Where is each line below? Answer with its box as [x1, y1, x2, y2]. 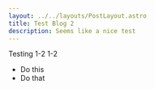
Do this [19, 65, 45, 74]
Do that [19, 74, 45, 83]
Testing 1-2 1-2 [8, 49, 58, 59]
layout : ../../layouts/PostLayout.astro [8, 11, 148, 20]
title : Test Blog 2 [8, 19, 75, 28]
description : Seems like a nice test [8, 27, 136, 35]
